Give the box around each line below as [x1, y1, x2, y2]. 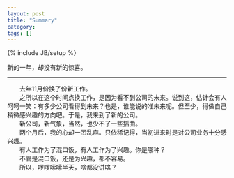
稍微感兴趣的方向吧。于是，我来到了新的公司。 [7, 111, 141, 119]
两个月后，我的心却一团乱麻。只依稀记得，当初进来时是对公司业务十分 [19, 128, 221, 137]
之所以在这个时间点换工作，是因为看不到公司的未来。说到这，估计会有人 [19, 94, 227, 102]
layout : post [7, 10, 45, 17]
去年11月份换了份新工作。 [19, 84, 92, 93]
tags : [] [7, 29, 33, 37]
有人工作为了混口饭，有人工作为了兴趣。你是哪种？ [19, 146, 166, 154]
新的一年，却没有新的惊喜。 [7, 64, 87, 72]
